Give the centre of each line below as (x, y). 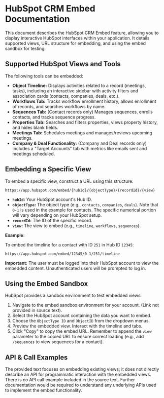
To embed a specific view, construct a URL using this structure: (69, 181)
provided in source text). (37, 310)
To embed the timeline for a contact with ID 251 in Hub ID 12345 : (69, 244)
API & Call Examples (36, 357)
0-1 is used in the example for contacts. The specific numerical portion (84, 210)
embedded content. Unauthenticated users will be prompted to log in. (76, 268)
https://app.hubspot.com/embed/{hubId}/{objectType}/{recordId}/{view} (80, 190)
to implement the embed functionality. (44, 390)
